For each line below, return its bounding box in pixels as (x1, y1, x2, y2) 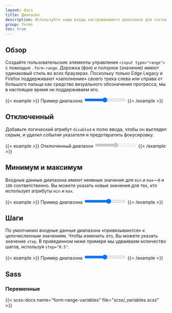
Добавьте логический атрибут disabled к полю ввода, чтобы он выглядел (5, 126, 167, 132)
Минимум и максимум (5, 163, 83, 172)
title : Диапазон (5, 12, 40, 17)
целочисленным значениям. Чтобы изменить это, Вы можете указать (5, 233, 158, 239)
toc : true (5, 27, 27, 32)
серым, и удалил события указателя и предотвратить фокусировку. (5, 131, 154, 138)
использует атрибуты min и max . (5, 188, 74, 194)
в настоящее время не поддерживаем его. (5, 86, 99, 92)
